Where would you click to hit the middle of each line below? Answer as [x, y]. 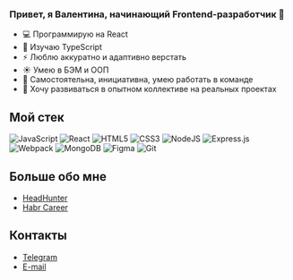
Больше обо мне [58, 177]
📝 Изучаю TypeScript [62, 47]
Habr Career [45, 207]
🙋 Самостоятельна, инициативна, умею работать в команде [138, 80]
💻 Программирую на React [75, 34]
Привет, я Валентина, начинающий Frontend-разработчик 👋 [147, 14]
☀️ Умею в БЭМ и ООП [65, 70]
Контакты [38, 236]
